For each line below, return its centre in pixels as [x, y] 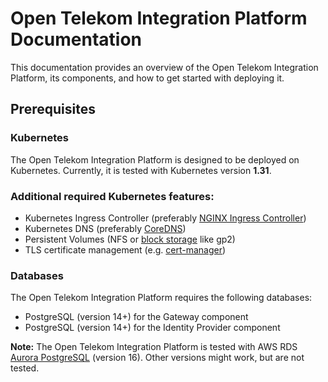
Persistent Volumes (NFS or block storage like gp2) [130, 239]
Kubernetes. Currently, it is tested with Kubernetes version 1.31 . [141, 170]
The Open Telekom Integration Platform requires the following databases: [161, 298]
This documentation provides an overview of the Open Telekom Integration [164, 67]
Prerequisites [53, 109]
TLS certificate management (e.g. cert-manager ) [125, 249]
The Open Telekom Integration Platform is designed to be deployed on [155, 159]
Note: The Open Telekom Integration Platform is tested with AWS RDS [154, 347]
